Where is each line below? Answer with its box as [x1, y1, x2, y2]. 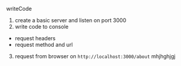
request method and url [14, 41, 73, 48]
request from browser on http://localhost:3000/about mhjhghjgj [14, 53, 176, 59]
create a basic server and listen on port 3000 [14, 17, 127, 23]
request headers [14, 35, 56, 41]
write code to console [14, 23, 69, 30]
